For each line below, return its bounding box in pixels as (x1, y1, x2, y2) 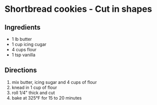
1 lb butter (11, 36, 32, 42)
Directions (4, 66, 37, 74)
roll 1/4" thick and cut (11, 90, 55, 96)
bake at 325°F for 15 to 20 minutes (11, 95, 82, 101)
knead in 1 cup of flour (11, 84, 57, 90)
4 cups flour (11, 47, 37, 52)
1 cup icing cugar (11, 41, 47, 47)
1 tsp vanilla (11, 52, 35, 58)
